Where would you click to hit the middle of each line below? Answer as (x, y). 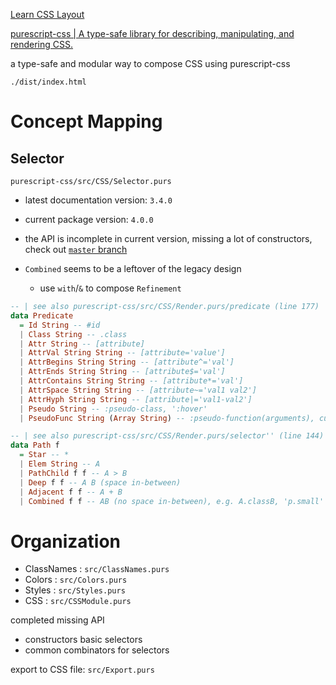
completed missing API (57, 620)
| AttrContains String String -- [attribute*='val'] (131, 381)
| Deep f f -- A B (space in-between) (100, 482)
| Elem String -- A (60, 464)
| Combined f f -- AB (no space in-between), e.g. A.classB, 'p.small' (172, 501)
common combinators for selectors (97, 650)
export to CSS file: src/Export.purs (82, 670)
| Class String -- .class (73, 334)
